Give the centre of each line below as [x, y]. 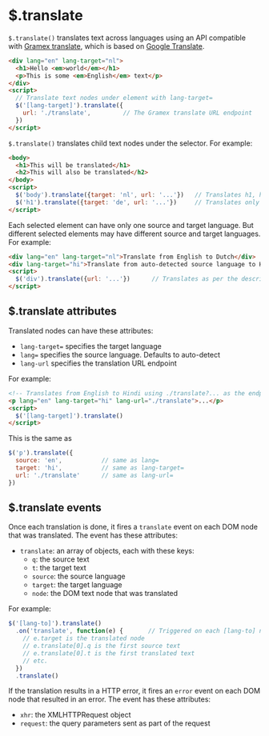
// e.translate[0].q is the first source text [102, 646]
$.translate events [55, 508]
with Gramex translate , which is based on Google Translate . [106, 46]
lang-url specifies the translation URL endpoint [98, 363]
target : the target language [77, 585]
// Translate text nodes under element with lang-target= [114, 98]
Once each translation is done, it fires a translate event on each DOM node [133, 527]
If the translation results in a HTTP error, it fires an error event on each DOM [134, 691]
